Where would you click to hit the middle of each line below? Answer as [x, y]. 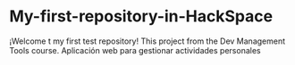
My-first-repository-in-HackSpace [141, 16]
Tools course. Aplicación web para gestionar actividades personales [135, 50]
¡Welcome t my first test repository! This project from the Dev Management [147, 41]
